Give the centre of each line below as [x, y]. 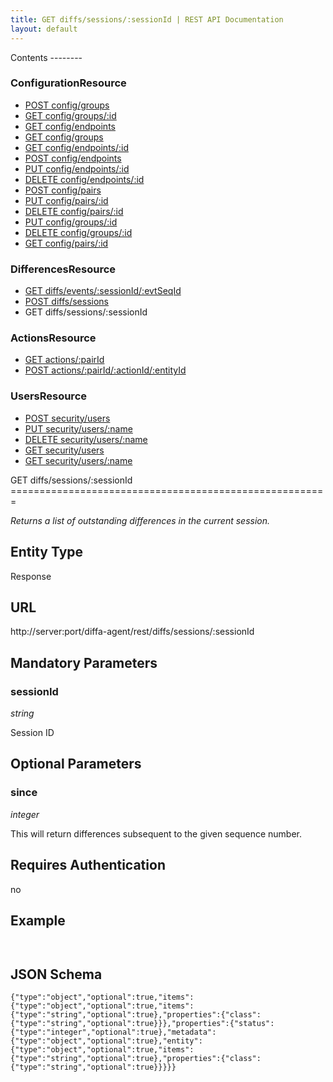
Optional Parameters [76, 764]
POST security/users [67, 418]
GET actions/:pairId [64, 360]
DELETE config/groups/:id [78, 232]
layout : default [44, 29]
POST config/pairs [63, 190]
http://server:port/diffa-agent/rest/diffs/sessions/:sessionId [132, 632]
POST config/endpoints [73, 158]
